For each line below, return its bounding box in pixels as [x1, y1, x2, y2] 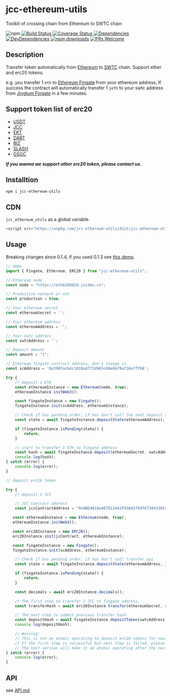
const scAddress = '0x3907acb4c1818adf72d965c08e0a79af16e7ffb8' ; [6, 366, 149, 371]
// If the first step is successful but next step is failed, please [15, 640, 165, 646]
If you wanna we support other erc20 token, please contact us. [6, 160, 142, 167]
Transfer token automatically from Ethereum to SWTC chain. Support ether [6, 64, 162, 70]
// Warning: [15, 631, 40, 636]
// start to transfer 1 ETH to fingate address [15, 445, 117, 450]
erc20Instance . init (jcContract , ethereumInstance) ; [12, 533, 124, 539]
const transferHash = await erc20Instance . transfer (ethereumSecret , [15, 603, 163, 608]
